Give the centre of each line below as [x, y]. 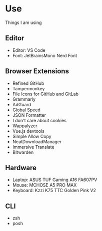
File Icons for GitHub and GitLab [45, 94]
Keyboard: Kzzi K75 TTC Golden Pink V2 [54, 191]
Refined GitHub [28, 83]
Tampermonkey [28, 88]
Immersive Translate [33, 147]
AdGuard [22, 104]
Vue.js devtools [28, 131]
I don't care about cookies [39, 120]
